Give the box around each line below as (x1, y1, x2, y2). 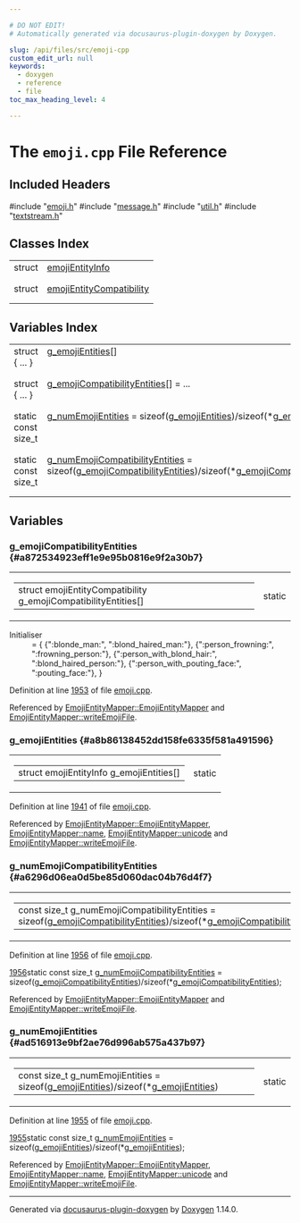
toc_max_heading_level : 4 (9, 95, 105, 104)
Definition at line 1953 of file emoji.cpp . (9, 685, 154, 696)
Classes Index (9, 236, 89, 251)
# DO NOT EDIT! (9, 21, 66, 30)
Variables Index (9, 319, 98, 335)
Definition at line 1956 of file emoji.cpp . (9, 949, 154, 960)
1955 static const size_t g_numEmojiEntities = (9, 1132, 174, 1143)
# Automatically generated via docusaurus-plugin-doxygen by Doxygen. (9, 29, 278, 38)
